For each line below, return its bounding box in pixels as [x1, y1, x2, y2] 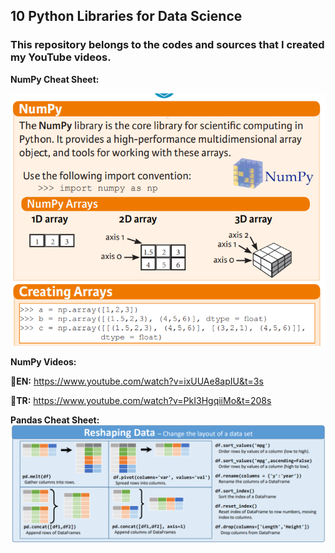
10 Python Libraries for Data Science [10, 8, 243, 25]
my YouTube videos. [10, 50, 112, 64]
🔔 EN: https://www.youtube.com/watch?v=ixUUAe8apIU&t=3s [10, 375, 264, 388]
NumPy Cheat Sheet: [10, 73, 100, 85]
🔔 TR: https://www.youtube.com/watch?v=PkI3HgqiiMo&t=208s [10, 395, 272, 407]
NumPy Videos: [10, 356, 77, 368]
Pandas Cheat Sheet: [10, 414, 100, 426]
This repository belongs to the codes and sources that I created [10, 38, 325, 52]
